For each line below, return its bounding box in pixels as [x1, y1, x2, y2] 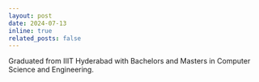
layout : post [8, 11, 53, 20]
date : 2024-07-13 [8, 19, 67, 27]
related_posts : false [8, 34, 82, 43]
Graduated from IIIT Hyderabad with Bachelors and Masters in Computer [8, 56, 251, 66]
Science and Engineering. [8, 65, 95, 75]
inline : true [8, 27, 53, 35]
